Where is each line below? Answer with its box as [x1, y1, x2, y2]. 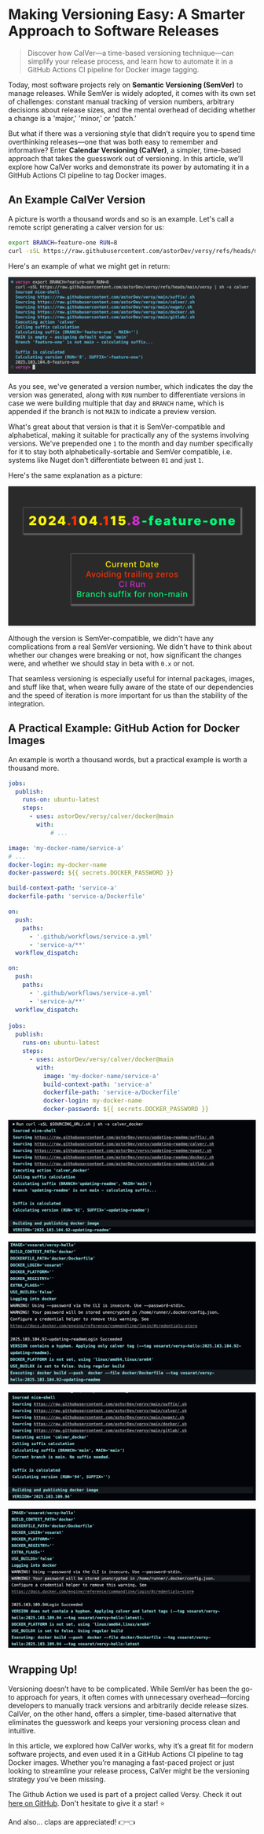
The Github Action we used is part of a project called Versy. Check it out [8, 1789, 242, 1799]
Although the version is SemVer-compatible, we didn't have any [8, 633, 214, 643]
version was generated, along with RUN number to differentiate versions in [8, 391, 246, 400]
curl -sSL [8, 247, 41, 255]
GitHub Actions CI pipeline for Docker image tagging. [27, 64, 200, 74]
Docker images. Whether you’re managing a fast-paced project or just [8, 1758, 235, 1767]
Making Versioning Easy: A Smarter [8, 6, 245, 24]
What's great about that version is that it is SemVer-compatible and [8, 422, 225, 431]
